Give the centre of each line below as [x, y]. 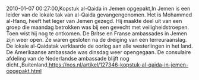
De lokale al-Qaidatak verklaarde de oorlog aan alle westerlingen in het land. [99, 46]
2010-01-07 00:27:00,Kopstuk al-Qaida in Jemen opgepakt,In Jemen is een [98, 9]
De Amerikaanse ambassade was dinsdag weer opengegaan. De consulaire [99, 52]
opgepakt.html [24, 71]
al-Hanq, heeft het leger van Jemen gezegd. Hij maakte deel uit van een [94, 21]
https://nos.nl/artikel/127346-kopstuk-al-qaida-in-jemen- [119, 65]
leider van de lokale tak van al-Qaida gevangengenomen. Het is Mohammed [99, 15]
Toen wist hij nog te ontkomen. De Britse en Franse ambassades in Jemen [97, 34]
